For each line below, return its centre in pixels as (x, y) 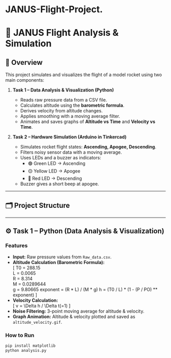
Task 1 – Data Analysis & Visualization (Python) (63, 90)
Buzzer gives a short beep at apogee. (60, 184)
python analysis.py (26, 350)
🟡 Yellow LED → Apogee (54, 171)
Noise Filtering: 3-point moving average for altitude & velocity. (78, 311)
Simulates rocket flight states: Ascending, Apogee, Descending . (88, 147)
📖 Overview (24, 62)
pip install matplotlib (31, 346)
